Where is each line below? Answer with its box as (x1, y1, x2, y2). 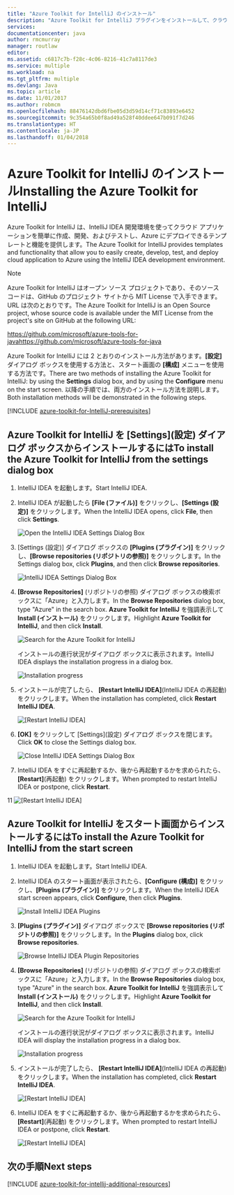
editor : (7, 50, 30, 57)
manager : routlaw (7, 43, 58, 50)
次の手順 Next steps (7, 1161, 92, 1173)
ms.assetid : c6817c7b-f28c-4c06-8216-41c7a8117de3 (7, 56, 157, 63)
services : (7, 23, 36, 30)
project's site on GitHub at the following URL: (7, 316, 136, 325)
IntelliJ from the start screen (7, 843, 134, 854)
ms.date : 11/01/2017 (7, 95, 68, 102)
